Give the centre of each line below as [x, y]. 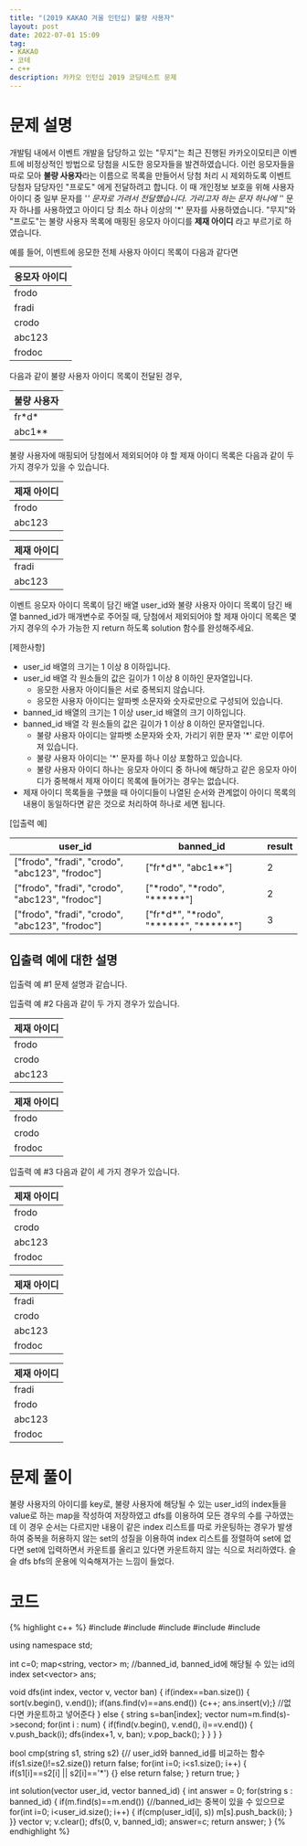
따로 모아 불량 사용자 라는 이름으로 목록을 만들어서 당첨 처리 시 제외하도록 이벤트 [151, 175]
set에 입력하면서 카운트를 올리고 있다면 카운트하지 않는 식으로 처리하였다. [156, 1550]
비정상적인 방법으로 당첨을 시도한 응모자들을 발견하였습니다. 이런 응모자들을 [160, 164]
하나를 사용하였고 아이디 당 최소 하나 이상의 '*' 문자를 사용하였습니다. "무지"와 [157, 209]
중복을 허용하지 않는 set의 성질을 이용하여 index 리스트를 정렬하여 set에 [154, 1538]
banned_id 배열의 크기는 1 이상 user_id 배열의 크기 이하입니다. [134, 712]
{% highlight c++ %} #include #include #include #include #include [135, 1628]
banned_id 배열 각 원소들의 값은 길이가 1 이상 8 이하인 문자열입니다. [143, 724]
